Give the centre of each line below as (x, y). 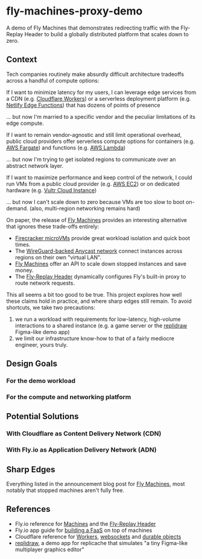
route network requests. (45, 283)
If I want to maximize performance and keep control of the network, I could (99, 177)
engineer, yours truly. (41, 344)
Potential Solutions (43, 416)
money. (24, 270)
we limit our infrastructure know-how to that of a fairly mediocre (95, 338)
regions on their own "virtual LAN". (58, 257)
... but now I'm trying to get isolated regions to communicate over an (91, 159)
